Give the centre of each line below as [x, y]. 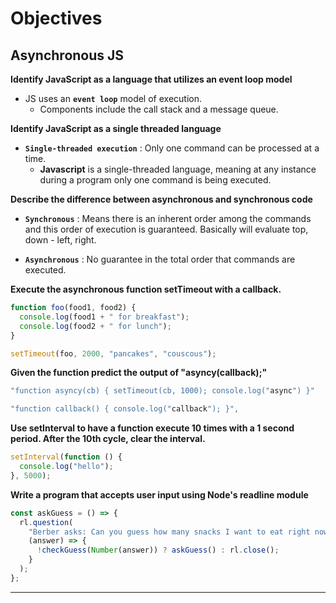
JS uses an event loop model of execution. [113, 98]
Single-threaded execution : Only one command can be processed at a [172, 148]
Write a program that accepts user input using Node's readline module [159, 494]
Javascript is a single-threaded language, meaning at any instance [178, 169]
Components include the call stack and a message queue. [159, 109]
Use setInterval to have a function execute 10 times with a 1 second [152, 428]
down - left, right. [60, 240]
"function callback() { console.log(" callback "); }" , [125, 409]
